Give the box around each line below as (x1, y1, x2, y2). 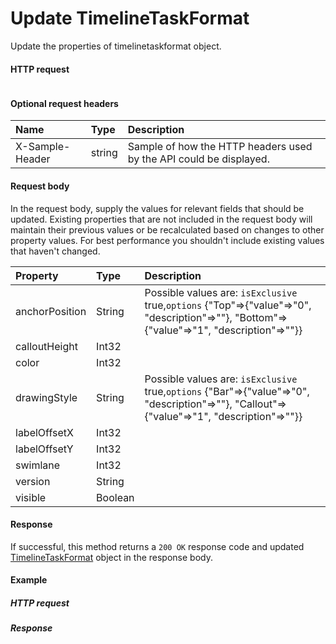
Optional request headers (10, 97, 119, 109)
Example (10, 574, 48, 586)
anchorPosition (15, 304, 87, 318)
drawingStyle (15, 390, 78, 404)
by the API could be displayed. (127, 152, 270, 166)
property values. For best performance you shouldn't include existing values (10, 234, 325, 246)
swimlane (15, 458, 61, 472)
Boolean (96, 490, 135, 504)
